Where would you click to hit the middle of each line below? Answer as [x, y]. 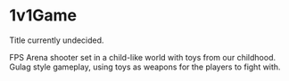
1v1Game [43, 16]
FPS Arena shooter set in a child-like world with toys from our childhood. [143, 57]
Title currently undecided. [57, 40]
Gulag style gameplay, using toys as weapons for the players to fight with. [145, 67]
